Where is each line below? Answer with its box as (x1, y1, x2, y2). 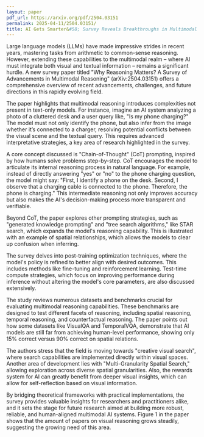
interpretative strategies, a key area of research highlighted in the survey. (6, 139, 191, 146)
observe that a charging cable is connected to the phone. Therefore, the (6, 183, 188, 190)
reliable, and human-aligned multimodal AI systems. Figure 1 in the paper (6, 411, 189, 418)
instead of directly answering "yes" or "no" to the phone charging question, (6, 170, 196, 178)
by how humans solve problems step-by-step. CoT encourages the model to (6, 157, 198, 165)
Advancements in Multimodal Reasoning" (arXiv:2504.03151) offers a (6, 75, 179, 82)
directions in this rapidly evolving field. (6, 88, 104, 95)
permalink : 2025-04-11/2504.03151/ (6, 20, 97, 26)
